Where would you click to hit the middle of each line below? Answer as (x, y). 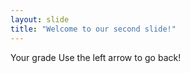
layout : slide (40, 19)
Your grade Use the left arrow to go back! (96, 57)
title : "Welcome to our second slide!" (93, 29)
